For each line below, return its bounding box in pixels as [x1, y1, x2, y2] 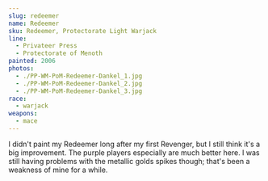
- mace [15, 117, 38, 125]
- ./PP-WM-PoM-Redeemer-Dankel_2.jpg [15, 79, 143, 87]
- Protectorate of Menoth [15, 49, 103, 57]
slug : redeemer [8, 11, 60, 20]
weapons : [8, 110, 38, 118]
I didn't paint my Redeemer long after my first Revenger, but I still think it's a [8, 139, 261, 149]
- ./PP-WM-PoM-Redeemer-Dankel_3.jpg [15, 86, 143, 95]
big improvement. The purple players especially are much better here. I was [8, 147, 260, 158]
